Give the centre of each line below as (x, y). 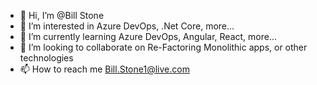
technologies (46, 58)
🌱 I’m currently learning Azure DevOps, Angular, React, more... (148, 36)
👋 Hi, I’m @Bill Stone (62, 15)
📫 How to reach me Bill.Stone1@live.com (104, 69)
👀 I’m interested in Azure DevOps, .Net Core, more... (127, 26)
